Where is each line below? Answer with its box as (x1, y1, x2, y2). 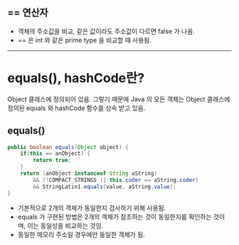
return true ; (33, 157, 72, 164)
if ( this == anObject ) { (20, 150, 91, 158)
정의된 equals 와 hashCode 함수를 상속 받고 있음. (7, 104, 146, 112)
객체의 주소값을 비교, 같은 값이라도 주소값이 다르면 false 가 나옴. (17, 27, 196, 36)
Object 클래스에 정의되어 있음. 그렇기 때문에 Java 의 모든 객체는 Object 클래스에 (7, 94, 230, 103)
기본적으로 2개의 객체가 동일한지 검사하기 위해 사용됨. (17, 203, 166, 212)
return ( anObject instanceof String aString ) (20, 170, 158, 178)
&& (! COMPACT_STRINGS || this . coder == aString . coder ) (33, 176, 199, 183)
